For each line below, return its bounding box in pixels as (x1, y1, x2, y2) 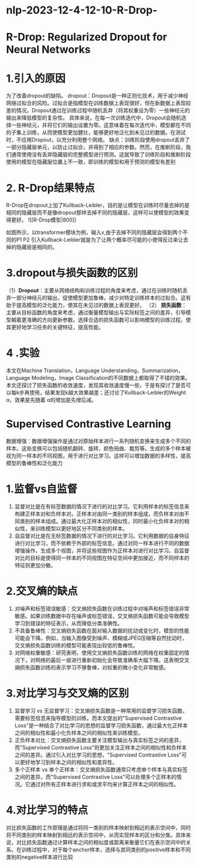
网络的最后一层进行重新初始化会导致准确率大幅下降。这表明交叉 (35, 656, 189, 663)
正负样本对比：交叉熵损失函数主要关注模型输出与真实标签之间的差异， (14, 736, 185, 744)
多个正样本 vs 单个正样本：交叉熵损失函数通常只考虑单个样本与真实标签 (14, 765, 188, 773)
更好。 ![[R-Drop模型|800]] (11, 216, 76, 223)
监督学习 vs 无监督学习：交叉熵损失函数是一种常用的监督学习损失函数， (14, 707, 188, 714)
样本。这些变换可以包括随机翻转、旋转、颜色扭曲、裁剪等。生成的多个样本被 (6, 445, 191, 452)
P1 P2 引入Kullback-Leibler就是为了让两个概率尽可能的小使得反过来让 (16, 236, 184, 243)
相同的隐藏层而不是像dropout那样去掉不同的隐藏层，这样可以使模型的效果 (6, 209, 185, 216)
